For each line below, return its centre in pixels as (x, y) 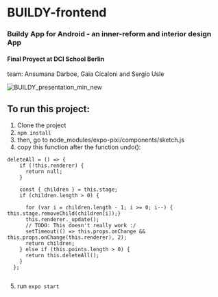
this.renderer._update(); (62, 220)
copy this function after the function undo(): (79, 147)
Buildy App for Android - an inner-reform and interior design (109, 34)
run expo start (38, 286)
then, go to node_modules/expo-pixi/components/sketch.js (101, 140)
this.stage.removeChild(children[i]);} (64, 214)
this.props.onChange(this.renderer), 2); (67, 237)
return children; (50, 244)
